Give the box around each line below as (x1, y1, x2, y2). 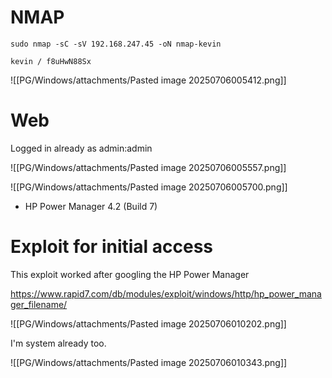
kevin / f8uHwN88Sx (10, 56, 92, 66)
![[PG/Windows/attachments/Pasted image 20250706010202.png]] (10, 317, 287, 330)
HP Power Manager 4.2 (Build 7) (24, 200, 158, 212)
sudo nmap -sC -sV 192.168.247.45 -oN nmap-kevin (10, 39, 222, 49)
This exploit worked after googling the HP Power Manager (10, 268, 250, 280)
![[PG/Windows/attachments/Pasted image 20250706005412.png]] (10, 74, 287, 86)
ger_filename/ (10, 298, 68, 310)
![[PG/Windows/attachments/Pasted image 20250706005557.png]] (10, 161, 287, 173)
